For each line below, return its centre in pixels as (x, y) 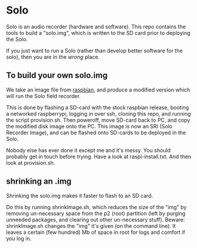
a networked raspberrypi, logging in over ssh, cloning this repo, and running (98, 113)
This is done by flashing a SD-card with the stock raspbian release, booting (98, 107)
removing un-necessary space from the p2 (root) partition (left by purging (96, 213)
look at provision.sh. (31, 162)
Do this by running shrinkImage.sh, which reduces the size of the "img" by (96, 207)
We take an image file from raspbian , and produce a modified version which (98, 90)
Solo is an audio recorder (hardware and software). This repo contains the (96, 27)
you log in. (19, 238)
